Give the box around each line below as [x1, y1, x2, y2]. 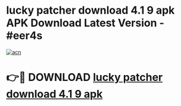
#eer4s [6, 29, 43, 42]
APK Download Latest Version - [6, 16, 164, 30]
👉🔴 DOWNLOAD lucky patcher [6, 71, 163, 84]
